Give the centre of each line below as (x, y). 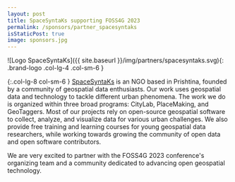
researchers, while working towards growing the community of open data (114, 135)
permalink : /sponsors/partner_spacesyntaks (72, 27)
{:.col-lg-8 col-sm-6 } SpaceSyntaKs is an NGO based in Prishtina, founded (117, 81)
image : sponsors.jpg (38, 40)
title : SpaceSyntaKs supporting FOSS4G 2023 (74, 21)
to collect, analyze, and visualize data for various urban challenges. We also (117, 119)
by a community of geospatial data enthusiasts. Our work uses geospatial (114, 89)
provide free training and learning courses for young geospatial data (107, 127)
